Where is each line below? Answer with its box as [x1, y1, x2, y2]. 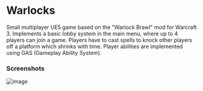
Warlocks [6, 4, 56, 17]
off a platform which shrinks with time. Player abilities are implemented [6, 43, 183, 50]
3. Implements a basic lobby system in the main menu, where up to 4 [6, 30, 178, 37]
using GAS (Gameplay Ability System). [6, 49, 102, 56]
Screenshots [6, 64, 45, 72]
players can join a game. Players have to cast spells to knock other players [6, 36, 193, 43]
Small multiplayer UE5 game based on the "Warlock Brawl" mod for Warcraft [6, 24, 197, 31]
